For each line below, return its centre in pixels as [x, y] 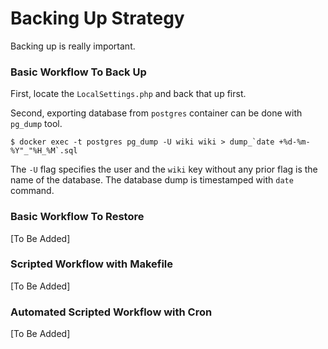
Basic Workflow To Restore [77, 217]
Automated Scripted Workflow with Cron [111, 312]
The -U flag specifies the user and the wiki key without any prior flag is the [164, 169]
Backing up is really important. [73, 46]
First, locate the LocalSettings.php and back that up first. [128, 94]
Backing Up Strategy [97, 18]
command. [32, 191]
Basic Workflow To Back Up [78, 72]
